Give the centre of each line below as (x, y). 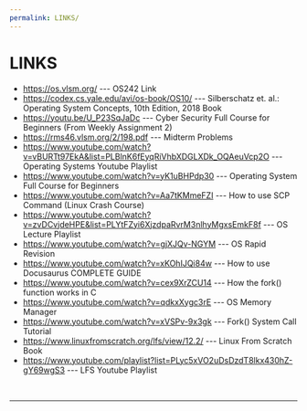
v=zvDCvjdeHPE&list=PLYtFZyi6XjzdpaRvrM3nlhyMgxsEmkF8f (142, 224)
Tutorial (37, 331)
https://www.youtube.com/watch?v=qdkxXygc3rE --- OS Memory (147, 301)
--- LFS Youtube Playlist (112, 370)
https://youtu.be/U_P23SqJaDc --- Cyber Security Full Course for (146, 117)
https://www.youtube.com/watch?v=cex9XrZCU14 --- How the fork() (152, 282)
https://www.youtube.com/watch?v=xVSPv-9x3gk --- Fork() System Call (159, 321)
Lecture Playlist (52, 234)
